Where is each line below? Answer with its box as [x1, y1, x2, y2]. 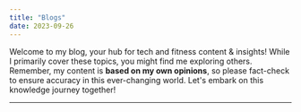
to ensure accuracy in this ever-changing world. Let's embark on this [9, 74, 264, 85]
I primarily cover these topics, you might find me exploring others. [9, 56, 253, 66]
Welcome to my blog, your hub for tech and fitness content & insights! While [9, 46, 290, 56]
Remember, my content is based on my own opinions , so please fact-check [9, 65, 289, 76]
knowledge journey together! [9, 84, 116, 95]
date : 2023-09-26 [9, 22, 74, 30]
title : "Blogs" [9, 13, 66, 22]
